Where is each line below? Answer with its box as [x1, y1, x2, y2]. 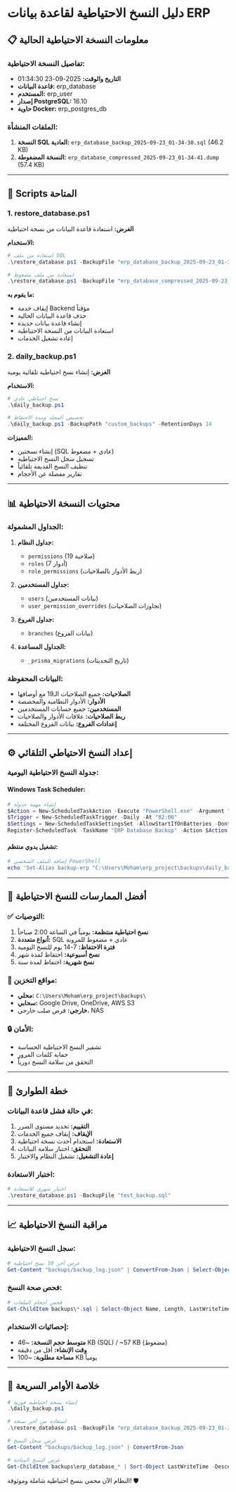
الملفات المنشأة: [7, 122, 58, 132]
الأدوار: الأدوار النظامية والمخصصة [17, 697, 105, 706]
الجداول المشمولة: [7, 522, 64, 532]
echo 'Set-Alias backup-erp [7, 864, 90, 871]
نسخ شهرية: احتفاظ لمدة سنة [17, 957, 95, 966]
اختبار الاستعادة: [7, 1169, 55, 1179]
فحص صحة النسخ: [7, 1283, 63, 1293]
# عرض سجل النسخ [7, 1437, 58, 1445]
